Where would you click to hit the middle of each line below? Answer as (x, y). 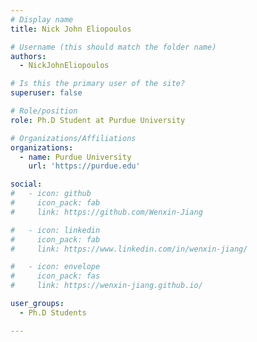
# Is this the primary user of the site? (98, 84)
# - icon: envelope (55, 267)
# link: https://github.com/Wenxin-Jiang (106, 212)
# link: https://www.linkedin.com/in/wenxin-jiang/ (129, 249)
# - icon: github (51, 194)
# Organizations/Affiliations (73, 138)
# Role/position (44, 111)
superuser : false (46, 93)
